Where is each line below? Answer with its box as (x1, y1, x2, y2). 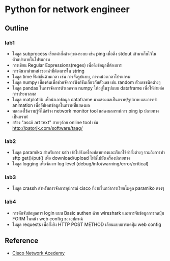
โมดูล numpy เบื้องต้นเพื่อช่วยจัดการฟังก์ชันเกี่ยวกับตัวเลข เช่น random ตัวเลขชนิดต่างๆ (12, 79, 161, 85)
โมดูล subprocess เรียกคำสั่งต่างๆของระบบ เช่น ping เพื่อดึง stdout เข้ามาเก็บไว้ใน (12, 50, 157, 56)
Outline (5, 24, 29, 33)
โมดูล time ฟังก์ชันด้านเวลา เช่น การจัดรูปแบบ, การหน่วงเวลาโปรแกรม (12, 73, 131, 79)
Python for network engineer (5, 4, 130, 15)
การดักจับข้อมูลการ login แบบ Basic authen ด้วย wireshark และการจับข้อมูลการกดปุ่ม (12, 210, 164, 216)
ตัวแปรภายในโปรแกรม (12, 56, 50, 62)
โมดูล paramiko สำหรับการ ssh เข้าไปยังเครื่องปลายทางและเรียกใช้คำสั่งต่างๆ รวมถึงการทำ (12, 149, 165, 156)
